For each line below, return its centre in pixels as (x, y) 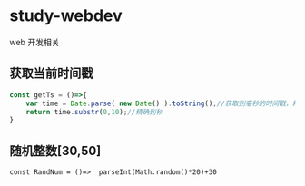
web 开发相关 (34, 42)
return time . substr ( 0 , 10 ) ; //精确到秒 (94, 112)
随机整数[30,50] (55, 151)
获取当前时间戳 (51, 73)
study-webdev (66, 16)
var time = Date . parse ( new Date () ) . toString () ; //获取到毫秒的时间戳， (159, 103)
